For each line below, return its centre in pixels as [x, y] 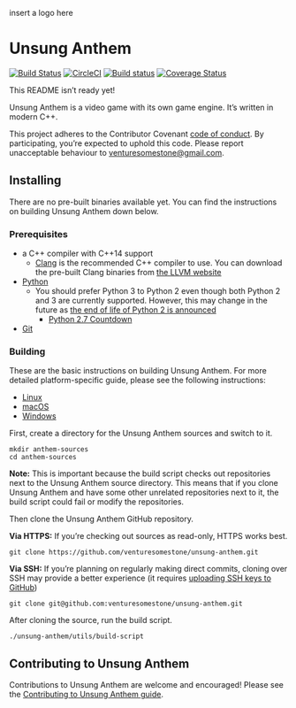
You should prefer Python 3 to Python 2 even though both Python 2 [158, 291]
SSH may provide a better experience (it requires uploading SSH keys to [140, 578]
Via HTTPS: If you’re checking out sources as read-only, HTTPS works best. [148, 536]
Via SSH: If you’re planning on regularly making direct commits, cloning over [148, 569]
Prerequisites [38, 234]
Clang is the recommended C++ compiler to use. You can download [159, 263]
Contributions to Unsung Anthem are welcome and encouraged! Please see [147, 685]
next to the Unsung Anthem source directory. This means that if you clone [144, 483]
